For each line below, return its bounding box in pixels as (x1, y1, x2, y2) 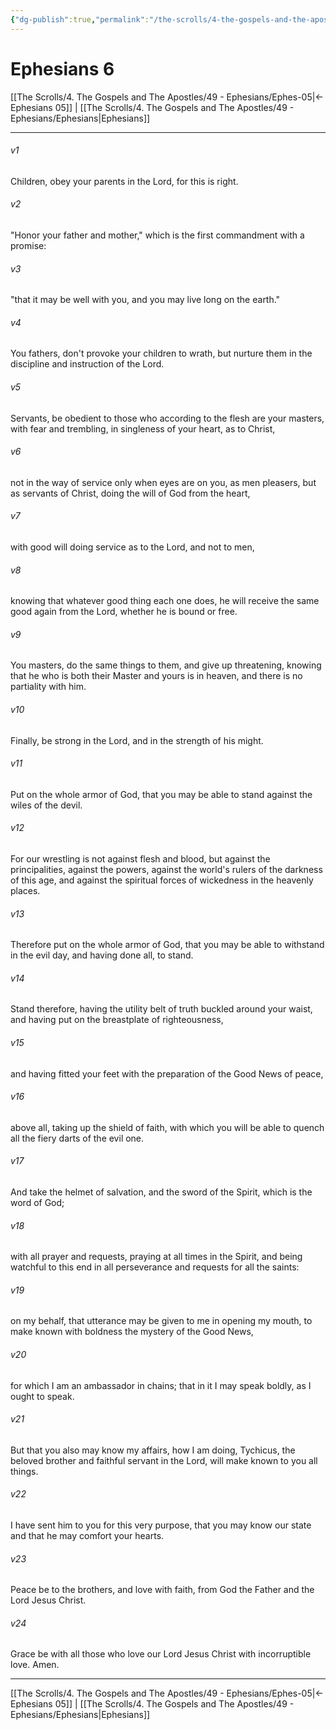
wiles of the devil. (10, 799, 83, 811)
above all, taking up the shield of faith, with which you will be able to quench (10, 1121, 325, 1133)
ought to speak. (10, 1390, 75, 1402)
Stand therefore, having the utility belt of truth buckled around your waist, (10, 1003, 313, 1015)
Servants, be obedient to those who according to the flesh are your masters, (10, 412, 325, 424)
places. (10, 885, 41, 896)
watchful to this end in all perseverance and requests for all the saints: (10, 1261, 300, 1273)
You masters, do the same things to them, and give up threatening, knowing (10, 659, 322, 671)
